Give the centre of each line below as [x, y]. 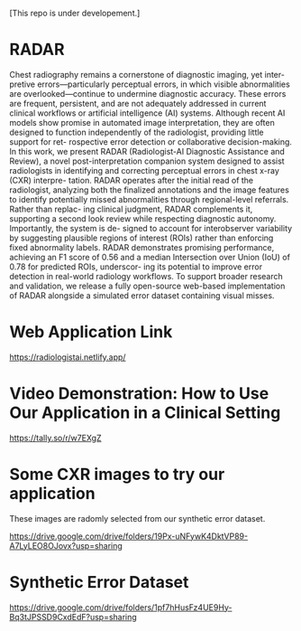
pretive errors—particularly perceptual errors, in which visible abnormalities [150, 84]
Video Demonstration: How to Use [139, 394]
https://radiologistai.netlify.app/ [68, 357]
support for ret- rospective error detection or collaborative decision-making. [151, 141]
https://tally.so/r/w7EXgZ [55, 438]
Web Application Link [91, 332]
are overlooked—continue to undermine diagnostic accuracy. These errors [148, 93]
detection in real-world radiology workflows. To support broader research [146, 276]
